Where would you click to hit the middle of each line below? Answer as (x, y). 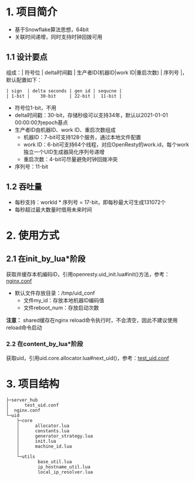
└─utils (26, 456)
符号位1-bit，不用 (36, 108)
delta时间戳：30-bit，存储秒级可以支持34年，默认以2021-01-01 (91, 115)
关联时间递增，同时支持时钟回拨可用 (58, 36)
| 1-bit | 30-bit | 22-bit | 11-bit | (64, 96)
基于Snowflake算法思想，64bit (52, 29)
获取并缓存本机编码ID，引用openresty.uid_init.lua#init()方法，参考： (88, 274)
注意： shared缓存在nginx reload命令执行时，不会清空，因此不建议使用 (92, 320)
